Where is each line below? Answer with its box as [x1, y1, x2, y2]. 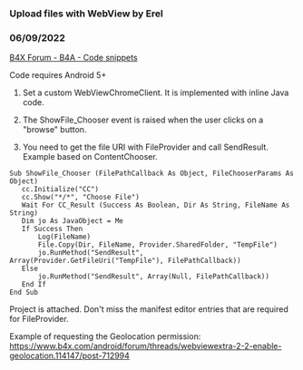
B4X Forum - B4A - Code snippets [9, 53, 138, 63]
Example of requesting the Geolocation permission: [9, 331, 201, 342]
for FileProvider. [9, 314, 70, 325]
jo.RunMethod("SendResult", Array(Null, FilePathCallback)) [37, 272, 270, 281]
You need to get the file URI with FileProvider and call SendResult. [22, 141, 269, 152]
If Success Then [21, 225, 83, 234]
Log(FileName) [37, 232, 92, 242]
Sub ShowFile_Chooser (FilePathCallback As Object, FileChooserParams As [9, 169, 295, 179]
